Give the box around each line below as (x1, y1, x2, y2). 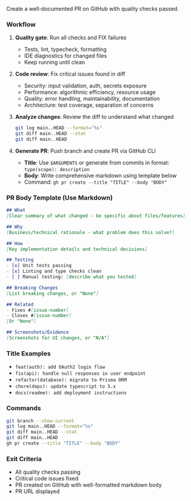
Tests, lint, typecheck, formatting (24, 45, 107, 53)
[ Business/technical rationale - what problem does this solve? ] (6, 229, 175, 235)
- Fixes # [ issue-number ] (6, 307, 69, 313)
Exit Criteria (6, 454, 42, 463)
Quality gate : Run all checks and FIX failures (15, 34, 127, 41)
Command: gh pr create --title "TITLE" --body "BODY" (24, 178, 168, 186)
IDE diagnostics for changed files (24, 52, 107, 59)
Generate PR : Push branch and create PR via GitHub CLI (15, 147, 156, 154)
